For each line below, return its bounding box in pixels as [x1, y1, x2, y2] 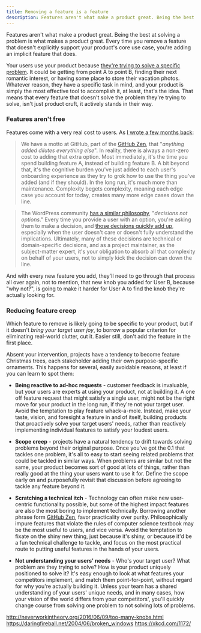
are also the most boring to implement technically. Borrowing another [14, 507, 186, 515]
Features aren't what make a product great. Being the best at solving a [6, 31, 181, 38]
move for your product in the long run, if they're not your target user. [14, 401, 185, 408]
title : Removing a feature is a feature [6, 8, 109, 15]
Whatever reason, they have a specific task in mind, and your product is [6, 81, 184, 88]
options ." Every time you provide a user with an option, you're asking [20, 216, 191, 223]
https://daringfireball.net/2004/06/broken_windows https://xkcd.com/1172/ [6, 620, 191, 627]
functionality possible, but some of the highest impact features [34, 501, 189, 508]
